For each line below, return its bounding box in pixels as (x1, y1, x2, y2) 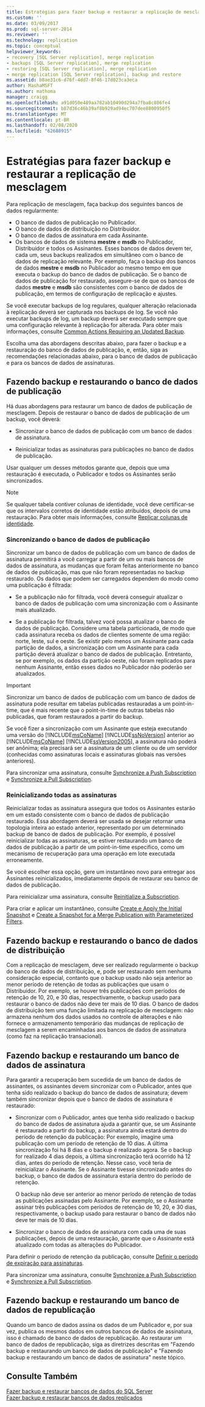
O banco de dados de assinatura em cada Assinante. (15, 231, 148, 239)
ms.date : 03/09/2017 (6, 20, 59, 26)
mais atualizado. (15, 606, 57, 614)
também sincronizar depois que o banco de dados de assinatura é (6, 1095, 173, 1103)
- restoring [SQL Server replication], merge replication (6, 65, 157, 72)
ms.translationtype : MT (6, 111, 67, 117)
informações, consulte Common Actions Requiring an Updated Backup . (6, 328, 186, 335)
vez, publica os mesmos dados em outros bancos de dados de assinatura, (6, 1328, 193, 1335)
